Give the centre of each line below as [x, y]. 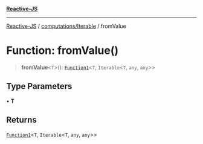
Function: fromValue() [63, 51]
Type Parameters [39, 86]
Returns [22, 120]
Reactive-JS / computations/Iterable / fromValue [66, 26]
